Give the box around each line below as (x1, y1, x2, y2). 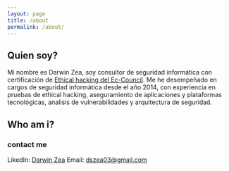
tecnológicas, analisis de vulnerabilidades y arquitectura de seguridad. (7, 98, 213, 106)
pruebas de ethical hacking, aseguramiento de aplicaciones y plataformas (7, 91, 222, 99)
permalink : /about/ (7, 23, 65, 30)
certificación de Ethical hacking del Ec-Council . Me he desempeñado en (7, 75, 217, 84)
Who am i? (7, 118, 55, 130)
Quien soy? (7, 49, 58, 61)
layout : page (7, 10, 46, 18)
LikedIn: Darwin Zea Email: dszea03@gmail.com (7, 156, 147, 164)
